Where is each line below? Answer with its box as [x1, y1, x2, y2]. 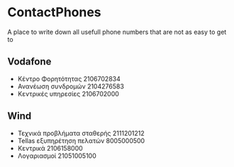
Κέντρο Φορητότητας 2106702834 [17, 74, 121, 83]
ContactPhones [7, 4, 101, 21]
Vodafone [7, 56, 52, 68]
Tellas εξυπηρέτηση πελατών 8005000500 [17, 136, 145, 145]
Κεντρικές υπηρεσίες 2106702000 [17, 89, 119, 98]
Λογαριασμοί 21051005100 [17, 151, 97, 160]
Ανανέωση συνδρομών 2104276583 [17, 82, 124, 91]
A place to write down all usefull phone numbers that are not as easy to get [7, 28, 227, 36]
